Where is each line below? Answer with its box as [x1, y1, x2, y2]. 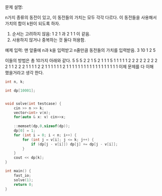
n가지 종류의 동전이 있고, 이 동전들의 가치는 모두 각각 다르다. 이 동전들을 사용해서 [5, 15, 157, 20]
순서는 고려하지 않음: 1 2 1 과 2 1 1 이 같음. [12, 31, 91, 36]
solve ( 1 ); [14, 178, 34, 182]
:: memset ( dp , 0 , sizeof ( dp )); [14, 124, 70, 129]
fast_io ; [14, 173, 31, 178]
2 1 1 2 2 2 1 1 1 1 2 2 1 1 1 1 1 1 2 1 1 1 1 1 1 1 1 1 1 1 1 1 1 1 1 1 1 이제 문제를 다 [5, 64, 145, 69]
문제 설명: [5, 4, 23, 10]
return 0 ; [14, 182, 34, 187]
